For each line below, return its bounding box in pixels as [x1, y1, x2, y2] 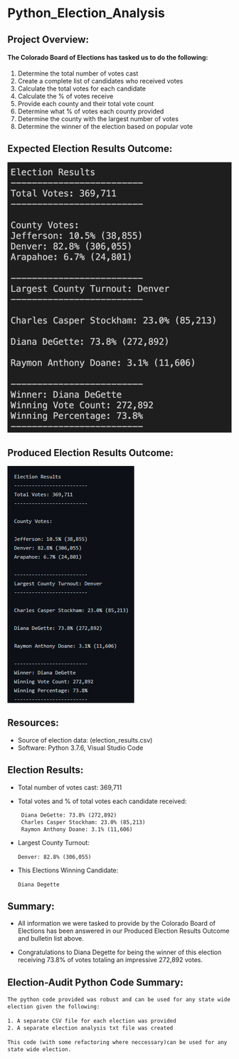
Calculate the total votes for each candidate [17, 84, 146, 93]
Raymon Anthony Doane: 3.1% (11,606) [21, 825, 133, 833]
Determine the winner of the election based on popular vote [17, 122, 193, 130]
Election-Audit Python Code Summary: [7, 976, 184, 988]
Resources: [7, 717, 59, 729]
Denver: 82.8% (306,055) [17, 853, 92, 860]
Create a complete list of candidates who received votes [17, 76, 184, 85]
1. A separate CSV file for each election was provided [7, 1018, 176, 1025]
